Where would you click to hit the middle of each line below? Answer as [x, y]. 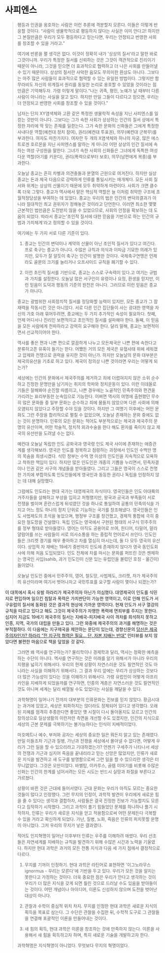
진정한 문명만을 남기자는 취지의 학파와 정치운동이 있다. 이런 [83, 384]
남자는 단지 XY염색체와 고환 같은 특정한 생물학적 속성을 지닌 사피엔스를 [85, 113]
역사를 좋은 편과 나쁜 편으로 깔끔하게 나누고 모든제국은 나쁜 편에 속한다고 [87, 343]
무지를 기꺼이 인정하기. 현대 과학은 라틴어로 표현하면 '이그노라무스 [88, 865]
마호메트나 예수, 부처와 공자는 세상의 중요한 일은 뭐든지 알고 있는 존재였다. [88, 735]
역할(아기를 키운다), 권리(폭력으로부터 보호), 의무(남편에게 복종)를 [89, 156]
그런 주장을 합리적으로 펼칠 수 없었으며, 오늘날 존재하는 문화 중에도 [90, 415]
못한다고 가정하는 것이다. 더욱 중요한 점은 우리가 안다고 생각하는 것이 [90, 877]
